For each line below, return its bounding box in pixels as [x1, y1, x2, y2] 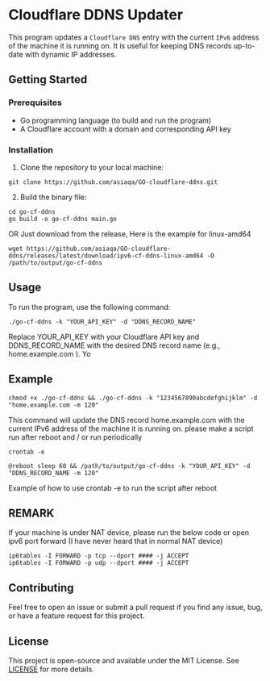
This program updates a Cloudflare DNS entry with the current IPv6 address [8, 32, 260, 42]
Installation [8, 144, 54, 155]
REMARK [8, 506, 55, 520]
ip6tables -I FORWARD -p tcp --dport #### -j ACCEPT [8, 552, 189, 560]
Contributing [8, 581, 74, 595]
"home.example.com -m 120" [8, 401, 99, 409]
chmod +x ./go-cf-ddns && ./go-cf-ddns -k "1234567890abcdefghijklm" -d [8, 394, 258, 402]
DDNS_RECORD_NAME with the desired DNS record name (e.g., [8, 340, 221, 350]
